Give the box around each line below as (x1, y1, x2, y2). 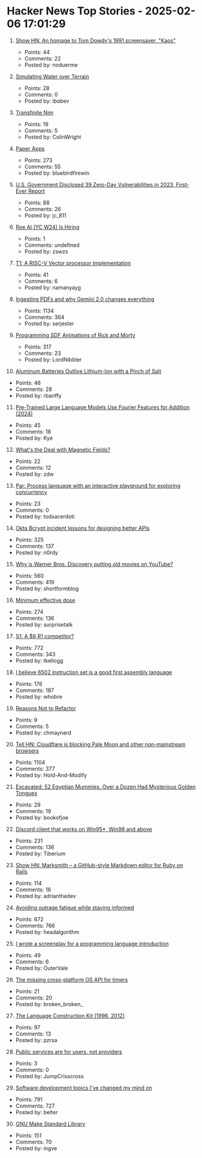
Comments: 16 (15, 886, 52, 893)
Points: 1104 (15, 759, 46, 766)
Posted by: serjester (24, 320, 74, 327)
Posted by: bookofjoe (15, 814, 68, 821)
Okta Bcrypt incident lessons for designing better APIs (15, 524, 150, 532)
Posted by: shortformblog (15, 584, 79, 592)
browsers (15, 747, 40, 754)
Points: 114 (15, 879, 42, 887)
